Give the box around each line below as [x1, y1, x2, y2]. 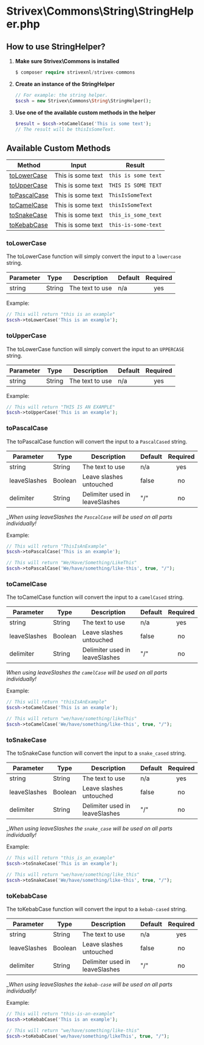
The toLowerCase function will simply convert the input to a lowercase [6, 253, 182, 260]
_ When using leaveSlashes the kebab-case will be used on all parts [6, 980, 173, 988]
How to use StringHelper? [6, 41, 106, 52]
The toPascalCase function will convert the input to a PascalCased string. [6, 438, 188, 445]
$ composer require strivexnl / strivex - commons [15, 69, 135, 75]
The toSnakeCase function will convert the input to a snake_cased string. [6, 750, 186, 757]
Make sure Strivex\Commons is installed [15, 58, 120, 65]
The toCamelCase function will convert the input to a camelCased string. [6, 593, 184, 601]
